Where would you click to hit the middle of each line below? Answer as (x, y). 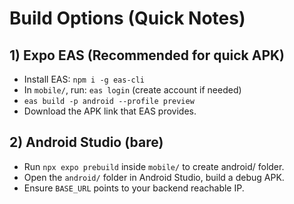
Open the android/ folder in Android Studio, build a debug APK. (154, 177)
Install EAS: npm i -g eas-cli (84, 79)
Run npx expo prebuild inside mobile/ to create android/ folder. (154, 166)
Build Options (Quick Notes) (127, 18)
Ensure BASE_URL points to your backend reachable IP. (134, 188)
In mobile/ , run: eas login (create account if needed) (132, 90)
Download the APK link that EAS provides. (110, 111)
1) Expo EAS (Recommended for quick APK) (147, 55)
